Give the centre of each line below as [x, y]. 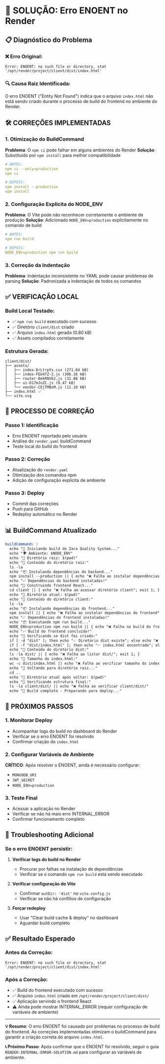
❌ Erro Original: [24, 56]
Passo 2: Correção [28, 459]
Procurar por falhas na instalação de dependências [71, 869]
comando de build [23, 225]
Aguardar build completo [45, 923]
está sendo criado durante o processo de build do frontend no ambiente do [81, 102]
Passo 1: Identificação [32, 425]
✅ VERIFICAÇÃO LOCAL [42, 297]
